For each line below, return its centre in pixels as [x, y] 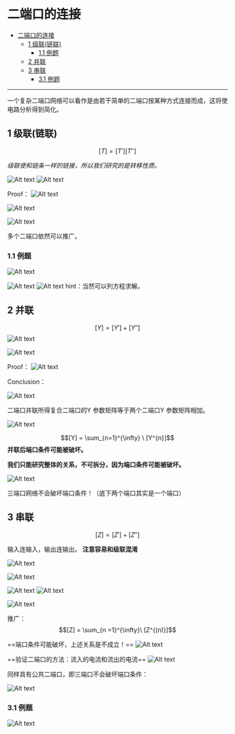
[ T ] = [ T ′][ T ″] [117, 151]
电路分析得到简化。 [35, 109]
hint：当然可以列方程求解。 [105, 286]
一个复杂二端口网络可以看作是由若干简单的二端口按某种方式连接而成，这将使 [117, 100]
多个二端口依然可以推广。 [44, 236]
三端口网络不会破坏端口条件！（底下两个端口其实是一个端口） [96, 493]
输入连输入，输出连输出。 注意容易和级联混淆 [72, 549]
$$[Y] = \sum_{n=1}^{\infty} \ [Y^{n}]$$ [117, 438]
